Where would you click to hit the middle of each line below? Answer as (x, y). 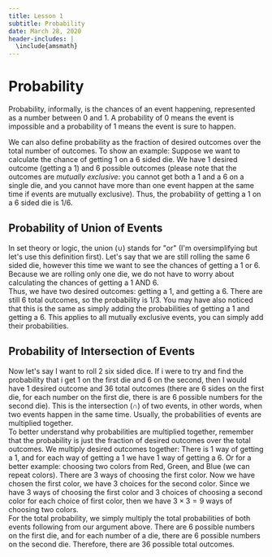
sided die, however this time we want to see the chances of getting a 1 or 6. (135, 265)
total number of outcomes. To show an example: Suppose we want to (125, 151)
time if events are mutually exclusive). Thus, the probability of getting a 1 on (135, 194)
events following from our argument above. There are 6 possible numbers (132, 527)
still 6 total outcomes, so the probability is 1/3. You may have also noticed (131, 300)
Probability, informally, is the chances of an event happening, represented (132, 109)
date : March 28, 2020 (45, 31)
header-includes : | (41, 39)
